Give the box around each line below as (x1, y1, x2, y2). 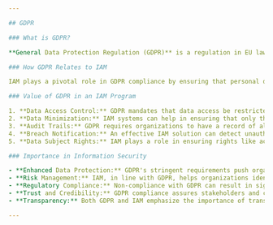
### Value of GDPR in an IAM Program (8, 93, 136, 101)
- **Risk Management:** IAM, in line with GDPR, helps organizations (8, 174, 249, 183)
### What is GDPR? (8, 33, 71, 41)
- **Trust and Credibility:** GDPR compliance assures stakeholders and (8, 189, 260, 197)
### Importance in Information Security (8, 152, 148, 160)
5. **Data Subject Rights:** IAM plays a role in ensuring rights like (8, 137, 256, 145)
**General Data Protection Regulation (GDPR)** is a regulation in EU (8, 48, 253, 57)
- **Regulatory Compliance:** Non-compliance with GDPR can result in (8, 182, 253, 190)
